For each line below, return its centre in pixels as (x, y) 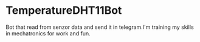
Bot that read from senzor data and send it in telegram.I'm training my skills (100, 27)
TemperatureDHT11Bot (64, 10)
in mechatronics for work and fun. (48, 33)
